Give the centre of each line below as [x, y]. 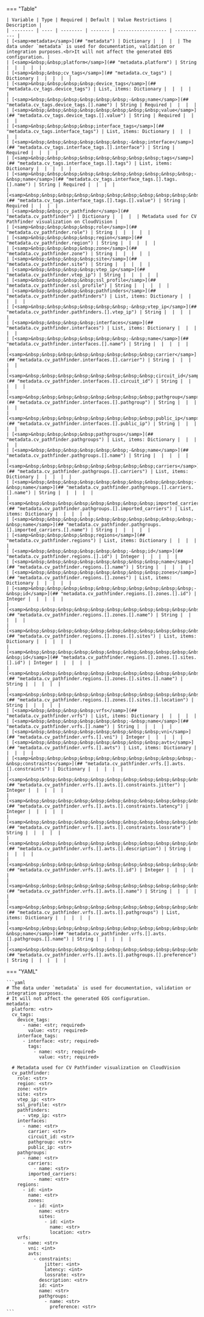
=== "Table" [22, 9]
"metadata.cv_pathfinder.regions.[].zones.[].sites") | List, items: [107, 636]
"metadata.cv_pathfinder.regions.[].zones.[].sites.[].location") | [106, 700]
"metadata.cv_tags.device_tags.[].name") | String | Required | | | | [102, 105]
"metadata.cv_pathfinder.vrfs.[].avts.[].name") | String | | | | [107, 891]
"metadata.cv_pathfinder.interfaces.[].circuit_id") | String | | [104, 381]
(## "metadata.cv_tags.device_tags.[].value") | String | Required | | [100, 115]
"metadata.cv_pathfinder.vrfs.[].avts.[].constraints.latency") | [103, 806]
